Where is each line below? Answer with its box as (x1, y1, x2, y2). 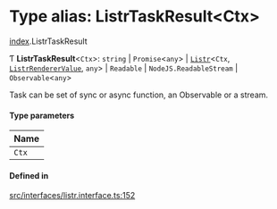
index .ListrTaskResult (9, 36, 88, 46)
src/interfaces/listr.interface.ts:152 (9, 190, 136, 201)
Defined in (9, 170, 49, 180)
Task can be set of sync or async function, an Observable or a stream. (9, 89, 269, 100)
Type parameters (9, 110, 75, 121)
